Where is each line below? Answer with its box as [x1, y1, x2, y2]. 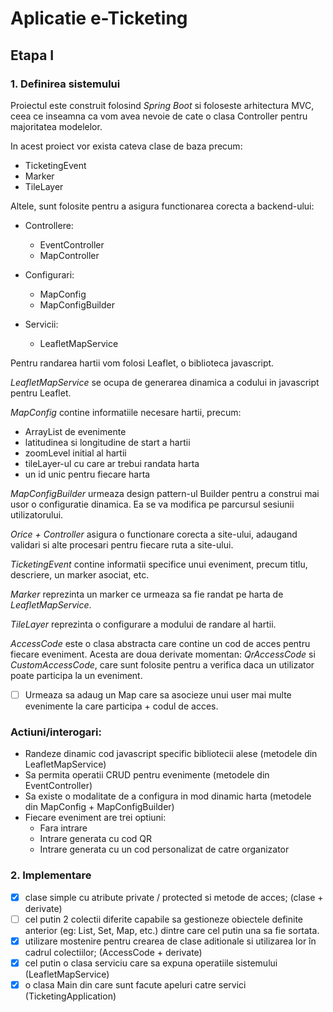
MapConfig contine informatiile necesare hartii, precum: [10, 406, 242, 418]
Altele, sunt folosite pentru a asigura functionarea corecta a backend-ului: [10, 200, 315, 212]
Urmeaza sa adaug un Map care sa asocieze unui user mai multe [24, 688, 292, 701]
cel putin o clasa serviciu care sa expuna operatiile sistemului [24, 957, 278, 969]
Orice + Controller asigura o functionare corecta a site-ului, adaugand [10, 528, 298, 540]
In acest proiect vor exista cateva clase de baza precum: [10, 140, 243, 152]
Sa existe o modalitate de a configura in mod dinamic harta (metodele [24, 790, 312, 802]
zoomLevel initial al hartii [24, 447, 127, 459]
